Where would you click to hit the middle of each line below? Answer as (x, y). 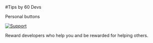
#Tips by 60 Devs (23, 7)
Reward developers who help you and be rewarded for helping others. (77, 35)
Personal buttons (23, 16)
